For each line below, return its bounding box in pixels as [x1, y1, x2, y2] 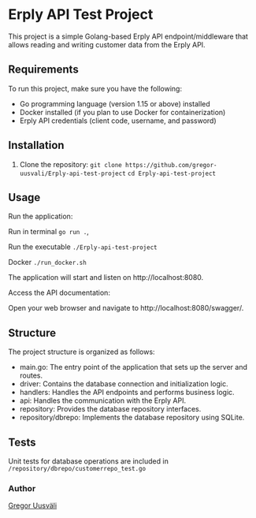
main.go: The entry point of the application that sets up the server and [19, 363, 248, 372]
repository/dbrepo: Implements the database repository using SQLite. [19, 412, 245, 423]
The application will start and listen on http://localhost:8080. [8, 273, 204, 282]
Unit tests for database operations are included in [8, 457, 169, 466]
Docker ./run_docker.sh [8, 258, 87, 267]
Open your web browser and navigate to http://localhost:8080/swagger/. [8, 304, 244, 313]
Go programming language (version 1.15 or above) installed [19, 99, 210, 108]
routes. [19, 371, 43, 380]
